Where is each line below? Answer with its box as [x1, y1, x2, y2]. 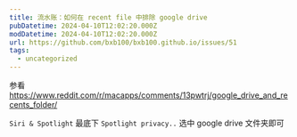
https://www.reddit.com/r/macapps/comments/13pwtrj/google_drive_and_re [9, 90, 288, 101]
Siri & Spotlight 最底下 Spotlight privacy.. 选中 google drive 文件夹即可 [9, 117, 285, 128]
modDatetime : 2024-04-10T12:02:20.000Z [9, 29, 158, 38]
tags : [9, 46, 29, 55]
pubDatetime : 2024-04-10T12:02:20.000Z [9, 21, 158, 30]
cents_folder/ [9, 100, 58, 109]
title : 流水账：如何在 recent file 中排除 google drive [9, 12, 208, 22]
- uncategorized [17, 54, 78, 63]
